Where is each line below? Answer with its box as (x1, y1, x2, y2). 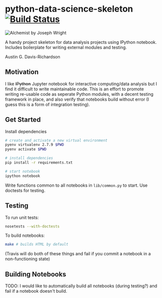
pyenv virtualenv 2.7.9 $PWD (5, 142, 64, 147)
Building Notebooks (5, 270, 67, 278)
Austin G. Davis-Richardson (5, 53, 60, 59)
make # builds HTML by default (5, 242, 69, 247)
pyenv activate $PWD (5, 147, 47, 152)
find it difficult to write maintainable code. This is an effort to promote (5, 86, 144, 92)
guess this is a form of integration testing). (5, 101, 90, 107)
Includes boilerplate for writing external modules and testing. (5, 44, 127, 50)
